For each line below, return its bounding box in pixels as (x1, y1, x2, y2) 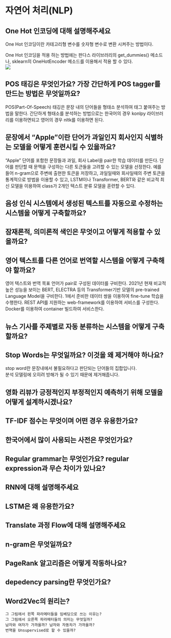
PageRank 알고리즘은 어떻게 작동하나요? (5, 559, 127, 568)
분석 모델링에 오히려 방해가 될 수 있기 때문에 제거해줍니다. (5, 371, 120, 378)
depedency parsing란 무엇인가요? (5, 578, 111, 586)
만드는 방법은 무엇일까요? (5, 89, 81, 98)
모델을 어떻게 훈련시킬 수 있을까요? (13, 143, 116, 151)
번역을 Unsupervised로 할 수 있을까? (5, 628, 76, 633)
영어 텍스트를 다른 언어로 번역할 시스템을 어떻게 (5, 256, 144, 265)
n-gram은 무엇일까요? (5, 540, 72, 549)
